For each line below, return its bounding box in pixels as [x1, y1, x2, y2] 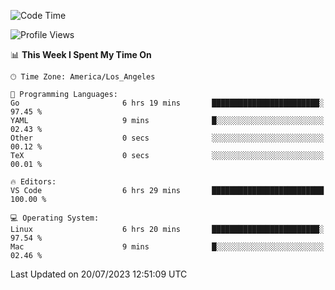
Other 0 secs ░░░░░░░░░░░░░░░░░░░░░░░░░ [10, 133, 325, 143]
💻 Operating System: [10, 213, 100, 223]
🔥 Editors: [10, 177, 57, 187]
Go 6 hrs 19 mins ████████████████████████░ [10, 98, 325, 108]
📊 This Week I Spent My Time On [10, 49, 152, 60]
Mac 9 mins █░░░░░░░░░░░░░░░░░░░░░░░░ [10, 242, 325, 252]
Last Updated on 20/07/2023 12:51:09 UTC [10, 268, 188, 280]
